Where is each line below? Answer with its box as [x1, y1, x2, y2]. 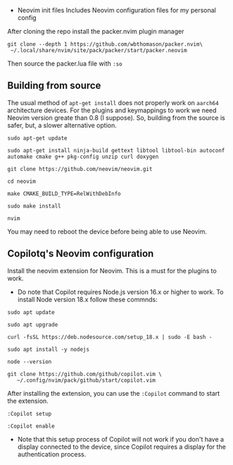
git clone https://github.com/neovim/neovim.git [7, 165, 153, 172]
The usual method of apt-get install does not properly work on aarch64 [7, 98, 220, 107]
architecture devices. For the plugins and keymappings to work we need [7, 106, 217, 114]
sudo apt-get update [7, 134, 68, 142]
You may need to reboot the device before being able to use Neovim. [7, 227, 208, 236]
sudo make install [7, 203, 61, 210]
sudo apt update [7, 308, 55, 316]
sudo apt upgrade [7, 321, 58, 328]
